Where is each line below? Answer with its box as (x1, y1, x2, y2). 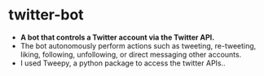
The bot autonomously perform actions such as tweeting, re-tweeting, (20, 40, 257, 50)
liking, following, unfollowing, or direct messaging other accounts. (20, 49, 242, 59)
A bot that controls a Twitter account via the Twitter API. (20, 32, 215, 42)
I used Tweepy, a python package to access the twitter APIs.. (20, 58, 226, 68)
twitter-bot (8, 6, 84, 24)
